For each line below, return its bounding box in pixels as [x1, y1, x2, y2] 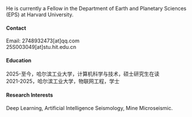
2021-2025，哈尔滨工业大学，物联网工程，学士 [6, 78, 120, 85]
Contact [6, 24, 26, 31]
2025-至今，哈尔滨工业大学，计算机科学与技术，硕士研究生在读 [6, 70, 160, 77]
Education [6, 56, 32, 63]
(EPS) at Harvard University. [6, 11, 74, 18]
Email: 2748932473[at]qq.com [6, 37, 80, 44]
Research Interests [6, 91, 53, 98]
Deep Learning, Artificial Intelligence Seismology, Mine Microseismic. [6, 104, 173, 111]
